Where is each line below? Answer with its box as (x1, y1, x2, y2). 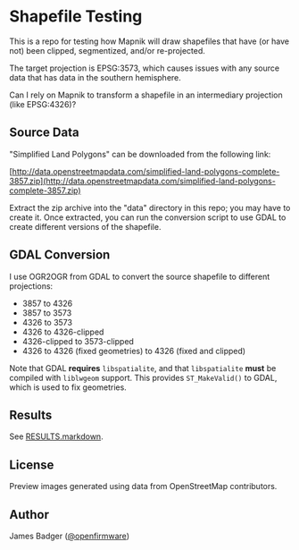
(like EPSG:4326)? (9, 98, 77, 109)
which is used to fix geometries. (9, 382, 127, 393)
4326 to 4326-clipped (21, 326, 104, 337)
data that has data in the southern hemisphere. (9, 72, 181, 82)
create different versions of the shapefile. (9, 221, 162, 232)
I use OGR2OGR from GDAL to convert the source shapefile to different (9, 271, 270, 282)
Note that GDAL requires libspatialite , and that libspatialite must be (9, 362, 277, 373)
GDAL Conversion (9, 248, 111, 263)
